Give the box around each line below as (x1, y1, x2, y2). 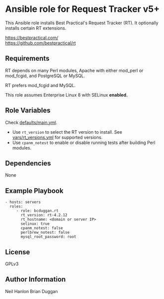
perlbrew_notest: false (20, 230, 70, 235)
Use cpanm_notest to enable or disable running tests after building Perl (12, 140, 156, 146)
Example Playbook (5, 187, 63, 195)
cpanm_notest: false (20, 226, 63, 231)
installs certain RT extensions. (5, 25, 66, 31)
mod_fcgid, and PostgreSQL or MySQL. (5, 73, 85, 79)
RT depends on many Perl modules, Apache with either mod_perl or (5, 67, 144, 73)
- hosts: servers (5, 199, 41, 205)
